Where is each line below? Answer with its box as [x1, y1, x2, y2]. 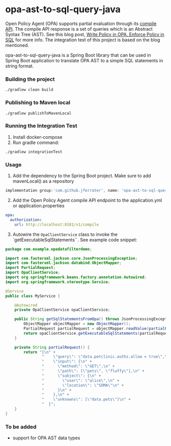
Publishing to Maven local [5, 99, 70, 106]
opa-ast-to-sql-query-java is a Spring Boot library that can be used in [5, 52, 151, 58]
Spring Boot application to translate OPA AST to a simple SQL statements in [5, 57, 163, 63]
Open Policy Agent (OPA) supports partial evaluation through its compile [5, 20, 157, 27]
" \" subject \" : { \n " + [41, 373, 101, 378]
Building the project [5, 76, 55, 83]
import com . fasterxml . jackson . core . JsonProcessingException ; [5, 256, 138, 261]
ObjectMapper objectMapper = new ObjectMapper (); [23, 321, 131, 327]
